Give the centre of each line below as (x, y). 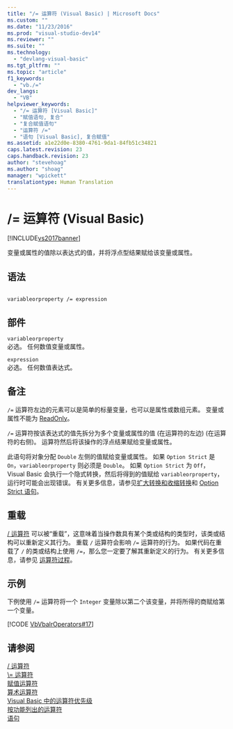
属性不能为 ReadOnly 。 (40, 418)
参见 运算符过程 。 (51, 559)
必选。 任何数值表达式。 (42, 367)
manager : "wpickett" (37, 175)
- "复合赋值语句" (35, 124)
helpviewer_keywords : (39, 104)
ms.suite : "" (26, 46)
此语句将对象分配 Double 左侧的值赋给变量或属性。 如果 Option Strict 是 (111, 456)
